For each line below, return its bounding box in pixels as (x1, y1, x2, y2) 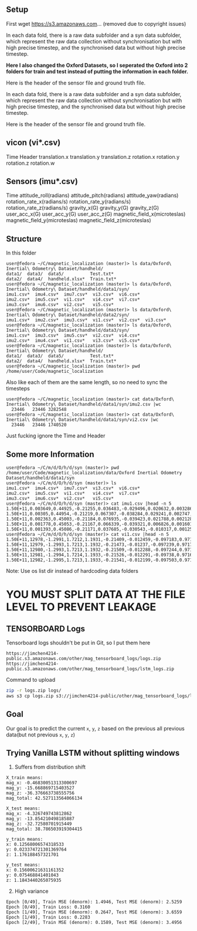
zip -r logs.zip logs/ (6, 688, 62, 694)
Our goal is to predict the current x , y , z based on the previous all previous (6, 725, 185, 732)
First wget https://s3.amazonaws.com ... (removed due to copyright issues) (6, 20, 186, 27)
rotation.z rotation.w (6, 159, 55, 167)
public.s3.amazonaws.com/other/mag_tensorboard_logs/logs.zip (6, 656, 161, 662)
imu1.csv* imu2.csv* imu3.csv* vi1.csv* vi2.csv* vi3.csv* (6, 317, 167, 323)
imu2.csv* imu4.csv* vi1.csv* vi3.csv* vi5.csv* (6, 338, 141, 344)
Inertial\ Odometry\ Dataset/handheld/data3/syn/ (6, 328, 130, 334)
